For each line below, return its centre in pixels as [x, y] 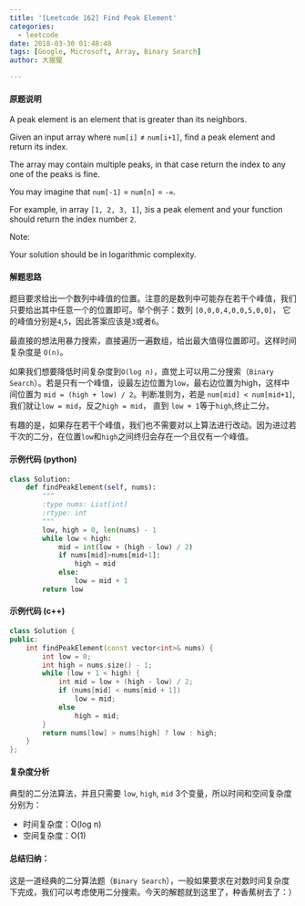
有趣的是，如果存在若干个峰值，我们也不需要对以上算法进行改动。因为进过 [149, 425]
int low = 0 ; [67, 656]
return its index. [39, 147]
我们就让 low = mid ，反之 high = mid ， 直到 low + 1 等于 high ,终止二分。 [142, 406]
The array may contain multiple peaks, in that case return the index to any [148, 164]
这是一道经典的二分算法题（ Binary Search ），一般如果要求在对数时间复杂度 [150, 880]
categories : [32, 26]
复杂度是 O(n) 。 [39, 352]
